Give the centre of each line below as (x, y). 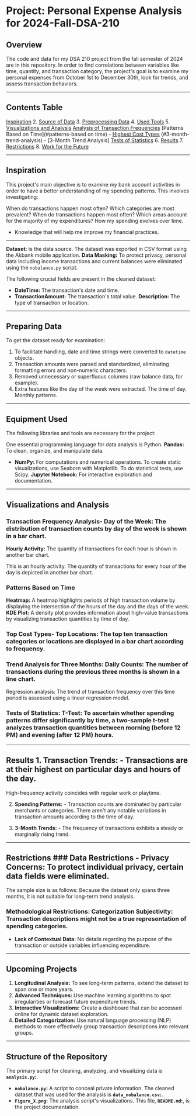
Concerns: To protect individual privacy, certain (95, 867)
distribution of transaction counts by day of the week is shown (96, 529)
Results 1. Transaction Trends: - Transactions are (97, 761)
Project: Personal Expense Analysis (94, 11)
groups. (24, 1033)
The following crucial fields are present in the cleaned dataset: (81, 278)
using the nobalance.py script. (42, 267)
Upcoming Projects (42, 969)
